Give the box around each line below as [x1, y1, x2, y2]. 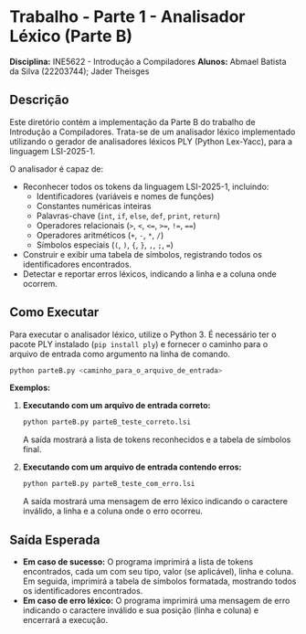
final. [22, 444, 42, 455]
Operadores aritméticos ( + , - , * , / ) [36, 229, 164, 240]
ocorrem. [22, 278, 58, 289]
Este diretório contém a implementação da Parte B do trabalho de [9, 116, 256, 127]
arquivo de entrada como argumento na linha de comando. [9, 348, 231, 359]
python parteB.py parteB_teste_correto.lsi [22, 417, 192, 427]
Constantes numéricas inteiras [36, 200, 152, 211]
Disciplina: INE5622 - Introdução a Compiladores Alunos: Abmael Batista [9, 56, 287, 67]
